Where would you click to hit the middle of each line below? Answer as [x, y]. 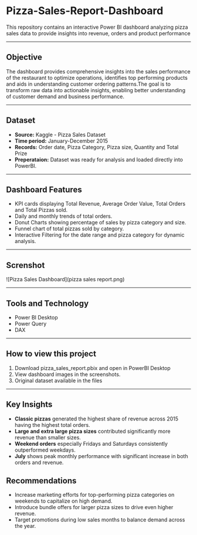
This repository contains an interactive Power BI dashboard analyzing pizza [97, 27]
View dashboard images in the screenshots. [67, 374]
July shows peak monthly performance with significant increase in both [101, 456]
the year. [25, 526]
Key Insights [29, 404]
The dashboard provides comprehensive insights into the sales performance [98, 71]
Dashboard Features [44, 189]
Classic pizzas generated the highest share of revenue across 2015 [96, 419]
